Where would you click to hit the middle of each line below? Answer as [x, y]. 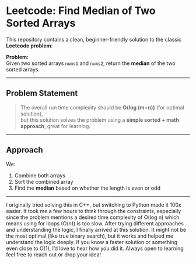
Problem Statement [42, 93]
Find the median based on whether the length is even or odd [87, 188]
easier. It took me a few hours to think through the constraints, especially [94, 211]
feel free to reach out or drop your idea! [54, 254]
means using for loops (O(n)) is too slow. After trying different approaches [95, 223]
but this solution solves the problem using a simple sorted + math [100, 120]
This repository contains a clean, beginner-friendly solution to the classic [94, 39]
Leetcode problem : [29, 46]
